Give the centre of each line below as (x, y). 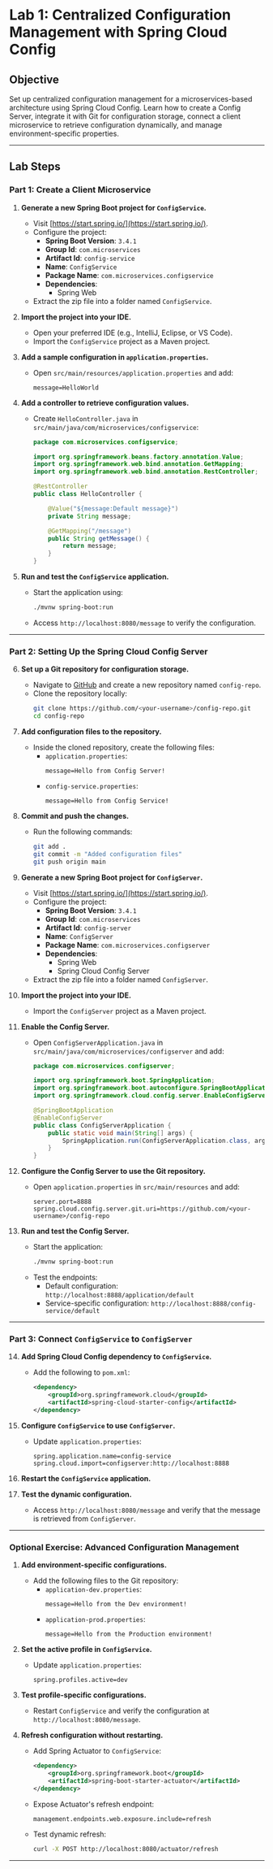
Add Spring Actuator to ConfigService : (97, 1751)
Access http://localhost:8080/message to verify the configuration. (144, 623)
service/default (73, 1311)
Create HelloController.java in (85, 418)
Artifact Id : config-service (90, 258)
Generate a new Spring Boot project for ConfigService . (114, 207)
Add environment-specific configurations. (94, 1565)
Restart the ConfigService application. (86, 1478)
